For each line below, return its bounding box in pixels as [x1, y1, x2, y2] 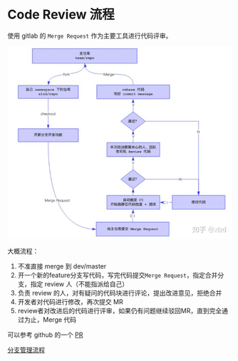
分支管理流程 [7, 345, 45, 354]
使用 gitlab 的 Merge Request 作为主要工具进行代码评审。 [7, 31, 172, 40]
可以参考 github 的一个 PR [7, 330, 83, 339]
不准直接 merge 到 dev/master [17, 261, 107, 271]
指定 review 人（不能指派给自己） [30, 279, 129, 288]
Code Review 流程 [7, 6, 115, 23]
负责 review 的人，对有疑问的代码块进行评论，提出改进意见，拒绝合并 [17, 288, 222, 297]
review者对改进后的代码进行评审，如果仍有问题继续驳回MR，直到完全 [17, 306, 222, 315]
